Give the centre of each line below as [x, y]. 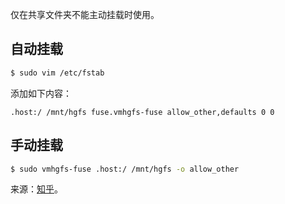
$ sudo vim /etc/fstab [57, 73]
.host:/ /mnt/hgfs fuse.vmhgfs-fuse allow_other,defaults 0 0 [142, 112]
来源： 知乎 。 [36, 189]
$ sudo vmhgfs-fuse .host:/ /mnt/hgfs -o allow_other [125, 169]
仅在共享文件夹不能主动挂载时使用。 [85, 14]
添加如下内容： [41, 93]
